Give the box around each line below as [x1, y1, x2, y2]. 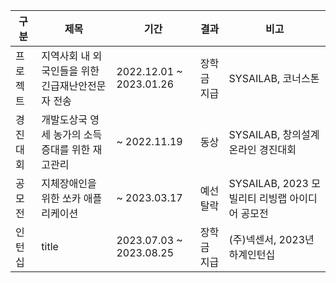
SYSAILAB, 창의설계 [228, 128, 320, 141]
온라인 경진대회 [228, 143, 297, 156]
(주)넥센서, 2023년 [228, 233, 315, 246]
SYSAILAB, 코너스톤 [228, 72, 320, 85]
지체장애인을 [41, 177, 97, 190]
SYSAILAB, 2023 [228, 177, 309, 190]
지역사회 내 [41, 49, 91, 63]
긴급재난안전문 [41, 79, 107, 93]
